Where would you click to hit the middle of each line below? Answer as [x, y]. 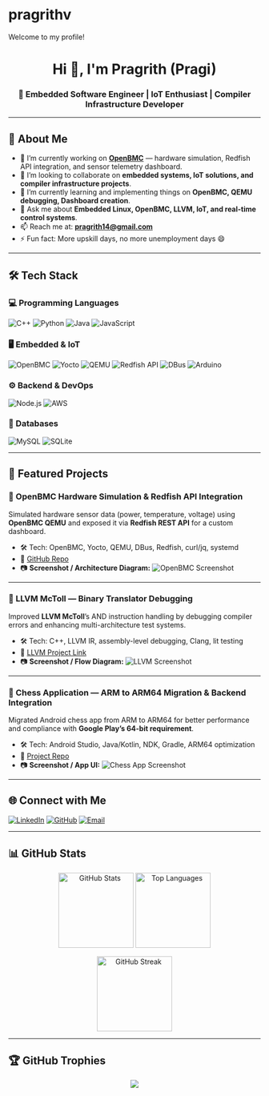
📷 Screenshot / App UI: [60, 765]
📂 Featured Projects [58, 474]
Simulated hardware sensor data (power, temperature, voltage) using [122, 514]
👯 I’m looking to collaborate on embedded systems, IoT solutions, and [137, 175]
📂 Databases [33, 424]
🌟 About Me [38, 139]
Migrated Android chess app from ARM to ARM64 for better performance [129, 720]
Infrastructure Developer [134, 104]
